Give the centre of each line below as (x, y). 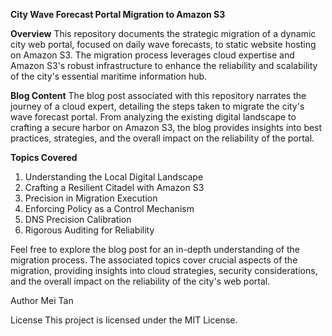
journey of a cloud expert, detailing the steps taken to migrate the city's (157, 106)
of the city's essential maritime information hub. (109, 76)
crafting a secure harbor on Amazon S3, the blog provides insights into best (166, 127)
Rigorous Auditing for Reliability (89, 230)
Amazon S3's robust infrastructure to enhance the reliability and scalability (164, 65)
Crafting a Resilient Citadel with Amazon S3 (114, 187)
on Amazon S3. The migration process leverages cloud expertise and (152, 55)
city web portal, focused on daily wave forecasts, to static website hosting (163, 44)
